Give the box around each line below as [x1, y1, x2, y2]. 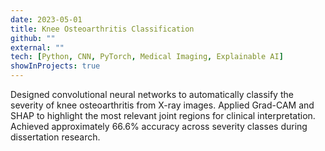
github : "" [10, 33, 56, 43]
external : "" [10, 42, 65, 53]
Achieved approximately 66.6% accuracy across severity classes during [10, 121, 308, 132]
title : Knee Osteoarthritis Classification [10, 24, 195, 34]
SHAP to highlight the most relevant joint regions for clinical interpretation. [10, 110, 316, 121]
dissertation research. [10, 131, 101, 143]
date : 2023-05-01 [10, 14, 83, 25]
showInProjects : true [10, 61, 101, 71]
